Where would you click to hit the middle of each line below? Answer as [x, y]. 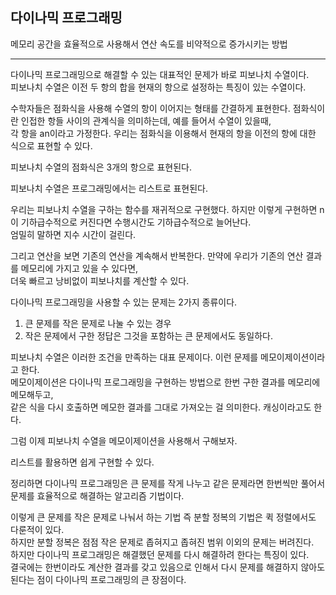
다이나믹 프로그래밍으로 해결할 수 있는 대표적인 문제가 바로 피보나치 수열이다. [160, 74]
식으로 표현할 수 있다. [51, 145]
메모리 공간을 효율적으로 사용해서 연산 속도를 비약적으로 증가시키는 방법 [149, 44]
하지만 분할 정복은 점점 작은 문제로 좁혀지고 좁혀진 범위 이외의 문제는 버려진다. [162, 542]
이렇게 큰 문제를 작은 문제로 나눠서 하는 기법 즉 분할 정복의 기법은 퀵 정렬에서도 [163, 517]
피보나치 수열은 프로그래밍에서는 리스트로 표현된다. [109, 188]
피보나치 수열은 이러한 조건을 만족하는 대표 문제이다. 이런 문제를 [134, 357]
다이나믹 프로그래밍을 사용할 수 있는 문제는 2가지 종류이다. [124, 302]
